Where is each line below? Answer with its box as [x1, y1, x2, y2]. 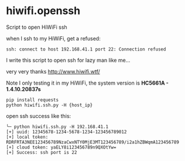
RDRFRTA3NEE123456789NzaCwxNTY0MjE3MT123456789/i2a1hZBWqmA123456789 [6, 139, 180, 145]
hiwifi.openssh [6, 4, 81, 18]
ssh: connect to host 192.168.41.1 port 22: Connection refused [6, 46, 166, 52]
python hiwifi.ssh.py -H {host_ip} [6, 102, 93, 108]
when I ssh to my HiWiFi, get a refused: [6, 35, 101, 42]
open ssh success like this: [6, 112, 71, 119]
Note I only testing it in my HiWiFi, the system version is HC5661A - [6, 79, 169, 86]
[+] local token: [6, 134, 49, 140]
